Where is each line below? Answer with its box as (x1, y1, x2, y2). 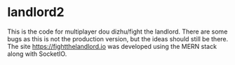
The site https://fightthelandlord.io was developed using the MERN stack (7, 42, 217, 50)
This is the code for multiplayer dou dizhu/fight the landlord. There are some (7, 27, 228, 36)
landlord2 (7, 4, 65, 20)
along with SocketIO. (7, 50, 67, 58)
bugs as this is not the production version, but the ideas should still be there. (7, 34, 229, 43)
